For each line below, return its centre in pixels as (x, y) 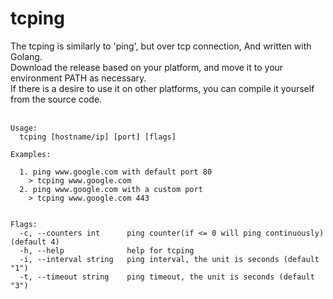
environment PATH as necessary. (78, 78)
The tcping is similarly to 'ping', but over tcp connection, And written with (161, 46)
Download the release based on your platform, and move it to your (147, 67)
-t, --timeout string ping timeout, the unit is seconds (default (167, 277)
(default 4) (35, 242)
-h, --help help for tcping (107, 250)
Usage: (24, 128)
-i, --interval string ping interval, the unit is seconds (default (169, 259)
